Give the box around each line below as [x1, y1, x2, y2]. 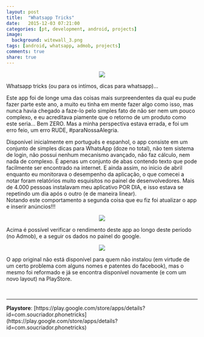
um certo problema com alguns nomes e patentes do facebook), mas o [6, 262, 184, 269]
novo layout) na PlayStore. [6, 275, 72, 282]
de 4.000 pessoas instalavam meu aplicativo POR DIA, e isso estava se [6, 183, 184, 190]
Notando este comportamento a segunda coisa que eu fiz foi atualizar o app [6, 196, 197, 204]
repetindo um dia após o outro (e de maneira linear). [6, 190, 137, 197]
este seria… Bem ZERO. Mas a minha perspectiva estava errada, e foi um [6, 120, 189, 127]
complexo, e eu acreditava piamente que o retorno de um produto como [6, 113, 186, 120]
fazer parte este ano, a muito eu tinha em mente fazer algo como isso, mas [6, 100, 194, 108]
